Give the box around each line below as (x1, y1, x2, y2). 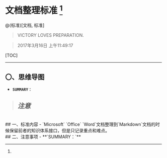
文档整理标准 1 (5, 3, 63, 16)
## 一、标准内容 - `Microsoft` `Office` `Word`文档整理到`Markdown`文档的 (5, 121, 156, 127)
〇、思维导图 (5, 73, 45, 81)
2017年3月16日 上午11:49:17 (17, 43, 74, 49)
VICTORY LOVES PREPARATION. (17, 32, 84, 38)
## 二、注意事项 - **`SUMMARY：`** (5, 134, 81, 140)
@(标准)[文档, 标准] (5, 22, 45, 28)
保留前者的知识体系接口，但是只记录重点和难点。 (9, 127, 110, 133)
